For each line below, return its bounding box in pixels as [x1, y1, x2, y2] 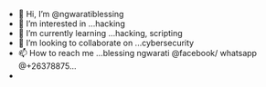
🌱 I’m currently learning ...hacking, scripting [17, 28, 183, 38]
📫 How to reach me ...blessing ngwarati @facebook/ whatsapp [17, 48, 258, 58]
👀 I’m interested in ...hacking [17, 18, 125, 29]
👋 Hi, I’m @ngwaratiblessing [17, 9, 124, 19]
